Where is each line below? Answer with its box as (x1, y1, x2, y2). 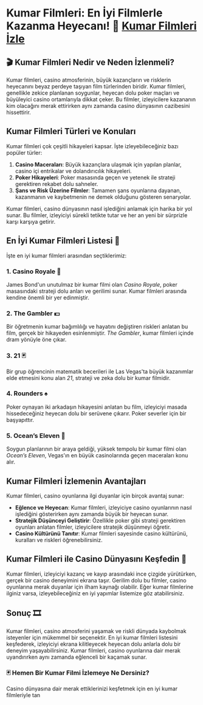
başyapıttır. (6, 416, 35, 423)
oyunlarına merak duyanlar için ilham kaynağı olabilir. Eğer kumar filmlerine (6, 583, 193, 590)
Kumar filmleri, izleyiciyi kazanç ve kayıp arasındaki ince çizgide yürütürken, (6, 570, 197, 578)
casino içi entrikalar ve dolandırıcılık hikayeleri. (15, 167, 132, 174)
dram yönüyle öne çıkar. (6, 336, 67, 343)
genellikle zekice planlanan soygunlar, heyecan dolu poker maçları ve (6, 89, 180, 96)
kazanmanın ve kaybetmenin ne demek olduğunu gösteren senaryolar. (15, 193, 191, 201)
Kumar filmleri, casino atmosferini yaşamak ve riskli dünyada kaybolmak (6, 627, 187, 634)
